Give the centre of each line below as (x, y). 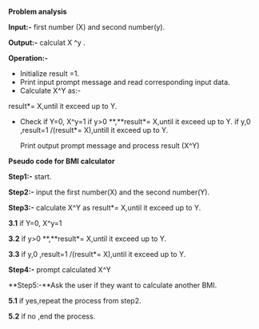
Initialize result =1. (50, 74)
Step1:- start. (30, 177)
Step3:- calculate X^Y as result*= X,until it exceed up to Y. (105, 208)
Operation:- (28, 58)
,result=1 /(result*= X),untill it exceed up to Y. (94, 130)
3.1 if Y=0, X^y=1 (35, 223)
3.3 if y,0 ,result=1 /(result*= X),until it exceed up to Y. (97, 254)
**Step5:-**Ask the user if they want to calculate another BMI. (113, 285)
